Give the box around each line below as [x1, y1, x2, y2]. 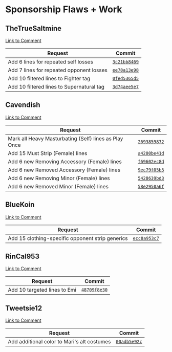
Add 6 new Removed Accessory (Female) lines [8, 166, 121, 173]
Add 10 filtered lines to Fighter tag [8, 75, 91, 82]
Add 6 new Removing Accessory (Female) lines [8, 158, 122, 165]
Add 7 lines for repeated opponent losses [8, 67, 107, 74]
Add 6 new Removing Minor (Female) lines [8, 174, 110, 182]
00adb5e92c [116, 339, 142, 345]
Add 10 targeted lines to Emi [8, 287, 77, 294]
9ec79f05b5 [138, 167, 164, 172]
